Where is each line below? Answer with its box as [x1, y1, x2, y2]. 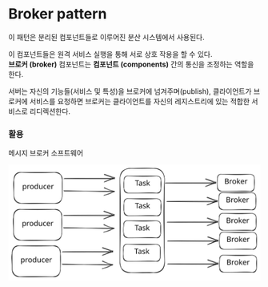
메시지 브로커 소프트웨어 [8, 148, 84, 158]
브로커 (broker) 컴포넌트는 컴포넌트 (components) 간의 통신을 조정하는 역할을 [8, 59, 254, 69]
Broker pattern [8, 5, 107, 23]
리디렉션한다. [29, 106, 70, 116]
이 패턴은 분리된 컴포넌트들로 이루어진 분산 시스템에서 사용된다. [8, 32, 206, 42]
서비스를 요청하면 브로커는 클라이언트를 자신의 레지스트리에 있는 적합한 [29, 96, 250, 106]
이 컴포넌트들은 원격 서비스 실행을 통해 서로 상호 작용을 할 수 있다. [8, 49, 213, 59]
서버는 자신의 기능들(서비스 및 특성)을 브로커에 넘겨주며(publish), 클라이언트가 [8, 86, 252, 96]
